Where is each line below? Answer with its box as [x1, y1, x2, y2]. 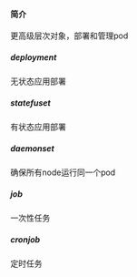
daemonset [10, 142, 55, 154]
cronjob [10, 233, 41, 245]
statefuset [10, 97, 51, 108]
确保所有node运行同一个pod [10, 167, 116, 178]
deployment [10, 51, 57, 63]
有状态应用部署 [10, 121, 66, 132]
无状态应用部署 [10, 76, 66, 87]
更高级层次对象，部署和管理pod [10, 30, 129, 41]
